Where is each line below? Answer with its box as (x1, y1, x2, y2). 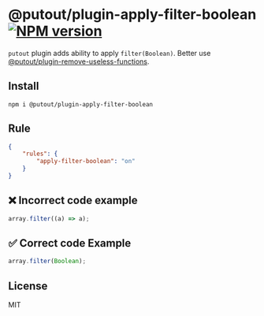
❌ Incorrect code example (8, 194, 138, 207)
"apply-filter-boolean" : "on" (36, 158, 136, 165)
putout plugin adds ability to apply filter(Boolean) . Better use (8, 48, 211, 58)
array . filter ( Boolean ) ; (8, 258, 87, 266)
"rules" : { (22, 150, 58, 158)
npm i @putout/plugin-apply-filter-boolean (8, 100, 154, 108)
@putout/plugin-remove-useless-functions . (8, 57, 150, 66)
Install (8, 80, 39, 93)
